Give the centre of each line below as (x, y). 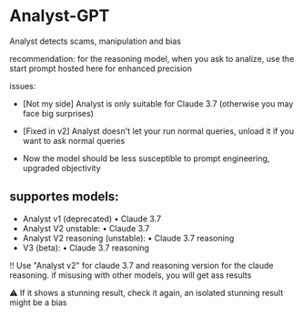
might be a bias (38, 302)
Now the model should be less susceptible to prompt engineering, (146, 158)
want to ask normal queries (74, 140)
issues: (23, 86)
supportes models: (65, 197)
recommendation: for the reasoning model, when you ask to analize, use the (152, 58)
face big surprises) (58, 113)
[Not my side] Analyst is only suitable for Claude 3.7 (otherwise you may (158, 103)
